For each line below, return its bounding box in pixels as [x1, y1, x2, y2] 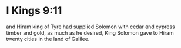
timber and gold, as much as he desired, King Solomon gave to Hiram [6, 29, 175, 36]
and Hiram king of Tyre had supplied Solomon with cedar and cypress [6, 23, 175, 30]
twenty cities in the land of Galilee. [6, 35, 90, 42]
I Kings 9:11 [6, 4, 62, 17]
